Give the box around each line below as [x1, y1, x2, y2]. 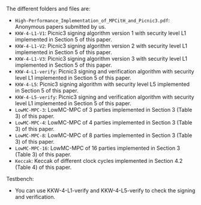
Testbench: [6, 176, 34, 182]
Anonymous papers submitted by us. [14, 23, 106, 30]
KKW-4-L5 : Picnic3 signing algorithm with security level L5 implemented [14, 81, 190, 88]
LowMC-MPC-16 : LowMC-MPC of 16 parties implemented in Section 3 [14, 144, 181, 151]
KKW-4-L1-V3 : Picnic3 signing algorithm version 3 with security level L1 [14, 55, 188, 62]
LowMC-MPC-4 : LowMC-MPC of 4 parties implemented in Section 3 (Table [14, 119, 193, 126]
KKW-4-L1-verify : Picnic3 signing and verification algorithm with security [14, 68, 194, 75]
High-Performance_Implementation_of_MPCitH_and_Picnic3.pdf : [14, 17, 170, 23]
